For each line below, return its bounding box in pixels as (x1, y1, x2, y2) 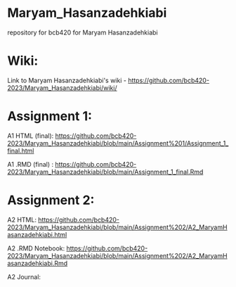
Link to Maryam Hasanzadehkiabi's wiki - (7, 76, 126, 84)
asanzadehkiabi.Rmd (7, 259, 68, 267)
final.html (7, 146, 34, 155)
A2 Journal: (7, 272, 41, 281)
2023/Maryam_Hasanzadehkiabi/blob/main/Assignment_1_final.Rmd (7, 167, 204, 176)
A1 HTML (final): (7, 132, 54, 140)
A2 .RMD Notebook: (7, 244, 65, 253)
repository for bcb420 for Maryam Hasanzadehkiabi (7, 28, 158, 37)
